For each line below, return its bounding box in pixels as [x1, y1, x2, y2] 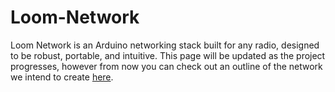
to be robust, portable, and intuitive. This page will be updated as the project [10, 49, 326, 61]
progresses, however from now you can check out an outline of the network [10, 60, 323, 72]
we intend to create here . [10, 71, 114, 83]
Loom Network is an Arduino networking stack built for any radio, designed [10, 39, 320, 51]
